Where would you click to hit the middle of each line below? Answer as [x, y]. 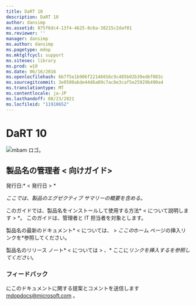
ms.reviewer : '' [26, 33]
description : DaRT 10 [32, 17]
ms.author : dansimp [30, 45]
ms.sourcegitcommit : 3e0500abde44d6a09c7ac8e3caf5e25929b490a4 [85, 83]
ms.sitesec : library [31, 60]
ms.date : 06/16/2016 [31, 72]
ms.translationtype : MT [35, 88]
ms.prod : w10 [22, 66]
